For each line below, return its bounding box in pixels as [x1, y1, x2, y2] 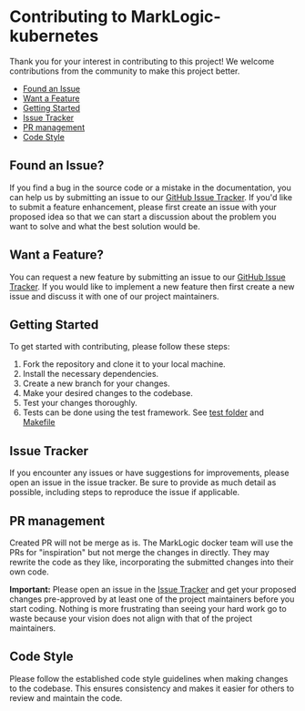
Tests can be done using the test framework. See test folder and [22, 407, 264, 418]
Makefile [22, 417, 56, 428]
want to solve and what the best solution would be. [9, 220, 200, 231]
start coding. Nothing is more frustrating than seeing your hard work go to [9, 604, 287, 614]
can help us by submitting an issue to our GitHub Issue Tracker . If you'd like [9, 191, 293, 202]
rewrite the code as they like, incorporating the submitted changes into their [9, 557, 294, 567]
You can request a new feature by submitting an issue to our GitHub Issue [9, 271, 286, 282]
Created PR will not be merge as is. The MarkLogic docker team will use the [9, 537, 294, 548]
